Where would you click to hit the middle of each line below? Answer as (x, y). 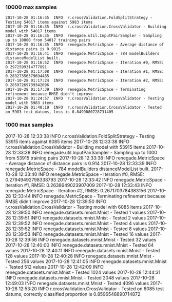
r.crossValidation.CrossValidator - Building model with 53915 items (75, 147)
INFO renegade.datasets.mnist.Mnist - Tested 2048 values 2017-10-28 (80, 277)
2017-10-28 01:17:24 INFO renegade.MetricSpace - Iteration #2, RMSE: (85, 80)
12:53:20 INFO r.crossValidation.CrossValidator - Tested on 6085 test (91, 289)
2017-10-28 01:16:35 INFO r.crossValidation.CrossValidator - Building (86, 27)
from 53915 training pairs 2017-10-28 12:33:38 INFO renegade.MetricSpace (85, 158)
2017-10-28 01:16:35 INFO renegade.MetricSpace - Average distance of (85, 45)
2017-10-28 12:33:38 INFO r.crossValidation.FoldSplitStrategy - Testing (80, 136)
